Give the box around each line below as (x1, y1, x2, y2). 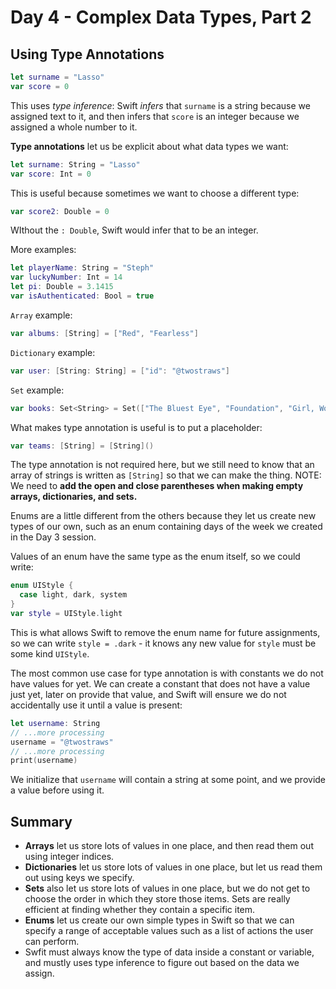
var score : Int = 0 (10, 169, 92, 179)
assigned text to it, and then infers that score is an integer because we (10, 110, 300, 122)
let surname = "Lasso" (10, 72, 105, 82)
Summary (10, 813, 73, 830)
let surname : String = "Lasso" (10, 159, 141, 170)
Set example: (10, 384, 65, 396)
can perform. (24, 936, 80, 948)
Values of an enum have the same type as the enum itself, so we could (10, 551, 301, 563)
